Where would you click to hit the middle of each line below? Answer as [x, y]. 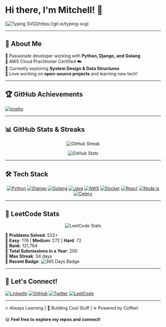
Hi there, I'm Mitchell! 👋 [54, 10]
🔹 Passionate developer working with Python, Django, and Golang [73, 56]
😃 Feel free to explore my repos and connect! [53, 319]
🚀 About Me [23, 44]
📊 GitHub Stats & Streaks [45, 129]
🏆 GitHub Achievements [44, 94]
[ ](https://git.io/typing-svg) [47, 24]
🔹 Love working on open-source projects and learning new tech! [71, 73]
